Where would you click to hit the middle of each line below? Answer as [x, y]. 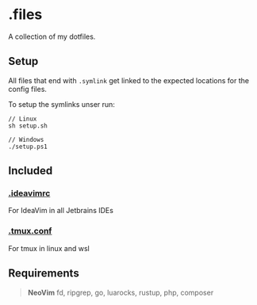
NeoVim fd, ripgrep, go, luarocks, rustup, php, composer [121, 292]
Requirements [44, 274]
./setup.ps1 [28, 147]
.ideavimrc [29, 193]
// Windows [26, 139]
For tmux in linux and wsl [49, 248]
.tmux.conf [30, 231]
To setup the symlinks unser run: [61, 104]
